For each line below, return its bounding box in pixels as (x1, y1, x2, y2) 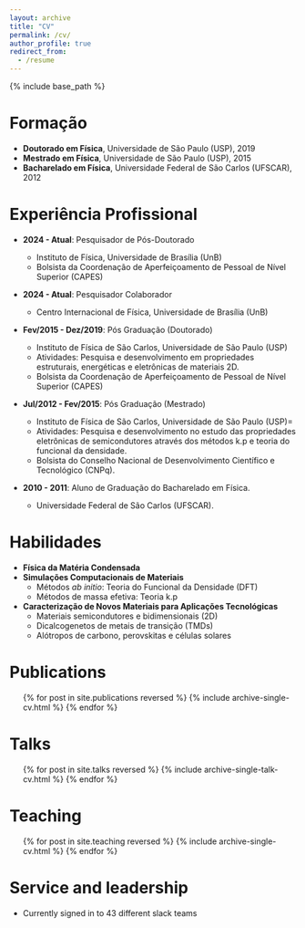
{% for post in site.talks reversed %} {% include (22, 764, 203, 775)
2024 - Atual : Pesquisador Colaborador (22, 288, 173, 299)
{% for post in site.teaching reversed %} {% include (22, 836, 218, 847)
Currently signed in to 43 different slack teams (22, 907, 198, 918)
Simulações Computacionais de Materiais (22, 571, 184, 582)
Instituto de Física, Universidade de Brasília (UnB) (36, 252, 223, 263)
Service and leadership (9, 877, 188, 898)
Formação (9, 113, 88, 133)
